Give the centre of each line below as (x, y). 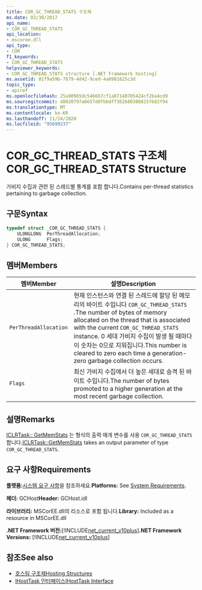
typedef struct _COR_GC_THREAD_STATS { (56, 228)
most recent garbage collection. (119, 396)
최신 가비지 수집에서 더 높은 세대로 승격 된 (129, 372)
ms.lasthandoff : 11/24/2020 (41, 118)
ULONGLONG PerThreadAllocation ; (59, 234)
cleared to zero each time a (112, 353)
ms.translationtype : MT (36, 107)
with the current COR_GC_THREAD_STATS (126, 328)
